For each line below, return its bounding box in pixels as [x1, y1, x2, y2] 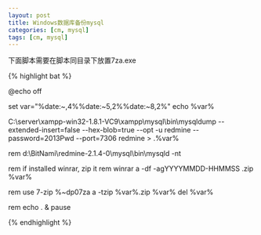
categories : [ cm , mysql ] [8, 26, 89, 34]
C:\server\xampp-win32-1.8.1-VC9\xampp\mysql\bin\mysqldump [8, 117, 217, 126]
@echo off [8, 87, 42, 96]
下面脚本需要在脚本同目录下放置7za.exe [8, 56, 136, 65]
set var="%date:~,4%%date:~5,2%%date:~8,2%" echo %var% [8, 102, 215, 111]
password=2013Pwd [8, 134, 74, 143]
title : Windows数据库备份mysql [8, 19, 104, 27]
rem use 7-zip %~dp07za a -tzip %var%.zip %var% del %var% [8, 187, 214, 197]
